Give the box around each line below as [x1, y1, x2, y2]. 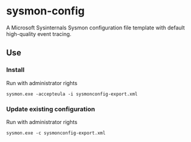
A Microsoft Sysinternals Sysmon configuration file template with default [6, 24, 185, 31]
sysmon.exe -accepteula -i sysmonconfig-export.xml [6, 91, 138, 97]
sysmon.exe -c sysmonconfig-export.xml [6, 130, 106, 136]
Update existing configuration [6, 105, 95, 113]
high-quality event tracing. [6, 30, 72, 37]
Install [6, 66, 25, 74]
